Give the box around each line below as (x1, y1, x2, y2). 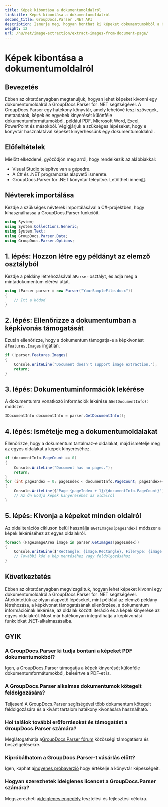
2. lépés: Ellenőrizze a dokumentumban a (5, 316, 136, 324)
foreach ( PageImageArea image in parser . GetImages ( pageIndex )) (5, 540, 140, 545)
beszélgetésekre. (5, 742, 41, 748)
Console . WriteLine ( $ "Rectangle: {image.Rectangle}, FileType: (14, 549, 146, 554)
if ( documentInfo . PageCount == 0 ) (5, 455, 77, 460)
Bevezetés (5, 83, 39, 91)
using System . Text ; (5, 229, 46, 234)
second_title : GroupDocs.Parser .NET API (5, 17, 93, 22)
